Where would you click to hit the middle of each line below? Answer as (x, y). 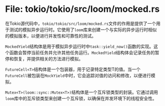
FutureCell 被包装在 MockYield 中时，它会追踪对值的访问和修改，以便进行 (78, 75)
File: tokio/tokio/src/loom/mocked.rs (82, 9)
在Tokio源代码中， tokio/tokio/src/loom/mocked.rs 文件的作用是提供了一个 (81, 23)
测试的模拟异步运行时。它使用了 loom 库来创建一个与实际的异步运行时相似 (83, 29)
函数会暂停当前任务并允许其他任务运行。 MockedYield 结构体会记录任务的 (82, 53)
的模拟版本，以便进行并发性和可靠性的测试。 (51, 36)
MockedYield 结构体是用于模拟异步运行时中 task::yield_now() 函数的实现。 (80, 46)
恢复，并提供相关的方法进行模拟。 (48, 58)
